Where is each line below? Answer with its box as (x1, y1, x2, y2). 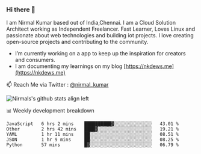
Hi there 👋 (6, 5, 36, 14)
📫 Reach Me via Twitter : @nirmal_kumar (6, 81, 109, 88)
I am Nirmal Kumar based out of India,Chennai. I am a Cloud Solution (6, 19, 176, 26)
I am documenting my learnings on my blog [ (14, 63, 126, 70)
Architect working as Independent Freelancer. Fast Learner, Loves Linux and (6, 25, 196, 32)
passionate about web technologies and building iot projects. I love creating (6, 32, 194, 39)
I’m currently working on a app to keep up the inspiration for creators (14, 50, 187, 57)
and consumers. (14, 57, 55, 64)
